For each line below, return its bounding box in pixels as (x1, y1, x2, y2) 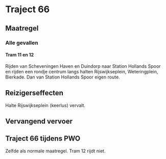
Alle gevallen (5, 39, 38, 46)
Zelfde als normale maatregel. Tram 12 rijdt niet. (5, 148, 106, 154)
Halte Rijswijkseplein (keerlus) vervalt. (5, 102, 86, 108)
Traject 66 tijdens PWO (5, 134, 81, 143)
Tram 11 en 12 (5, 52, 34, 58)
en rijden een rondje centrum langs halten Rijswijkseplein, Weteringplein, (5, 68, 158, 74)
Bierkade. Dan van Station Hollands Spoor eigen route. (5, 74, 120, 80)
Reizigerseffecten (5, 89, 64, 97)
